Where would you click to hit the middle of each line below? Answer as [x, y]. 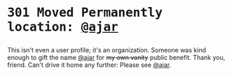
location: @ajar [63, 27]
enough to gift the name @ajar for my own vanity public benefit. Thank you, [116, 58]
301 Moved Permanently [85, 13]
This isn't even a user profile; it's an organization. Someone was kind [107, 50]
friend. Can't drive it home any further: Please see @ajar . [89, 65]
